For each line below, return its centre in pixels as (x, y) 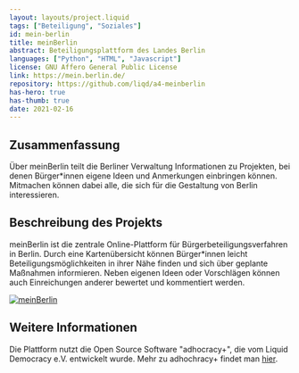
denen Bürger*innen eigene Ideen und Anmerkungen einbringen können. (144, 176)
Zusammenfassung (65, 145)
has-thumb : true (39, 100)
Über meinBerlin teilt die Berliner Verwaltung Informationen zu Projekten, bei (150, 167)
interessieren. (34, 195)
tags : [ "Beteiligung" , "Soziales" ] (75, 26)
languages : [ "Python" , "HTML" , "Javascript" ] (95, 59)
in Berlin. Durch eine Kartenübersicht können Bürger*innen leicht (129, 253)
